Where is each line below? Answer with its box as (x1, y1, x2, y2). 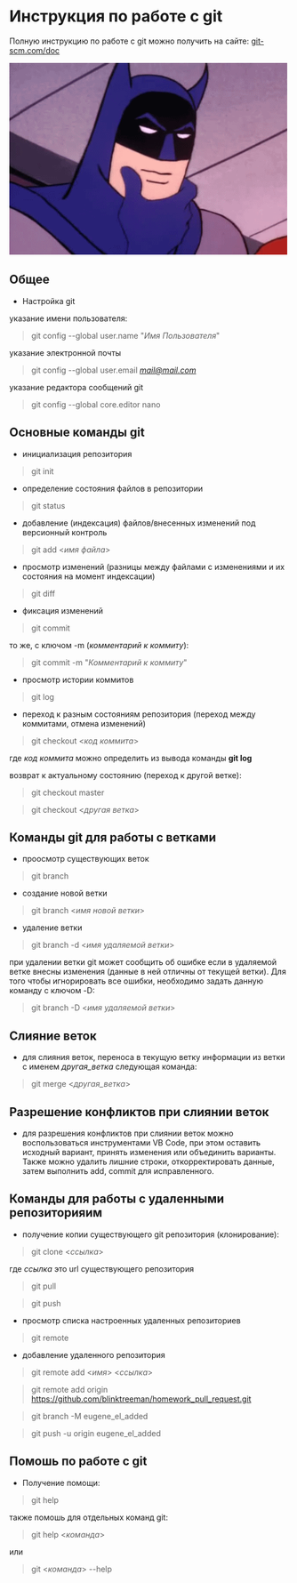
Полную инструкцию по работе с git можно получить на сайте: (9, 36, 250, 46)
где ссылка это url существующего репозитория (9, 1263, 194, 1274)
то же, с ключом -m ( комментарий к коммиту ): (9, 639, 189, 650)
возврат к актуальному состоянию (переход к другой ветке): (9, 769, 242, 780)
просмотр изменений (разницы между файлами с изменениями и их (21, 561, 285, 572)
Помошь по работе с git (9, 1454, 148, 1469)
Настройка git (21, 295, 76, 306)
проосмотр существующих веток (21, 854, 149, 864)
